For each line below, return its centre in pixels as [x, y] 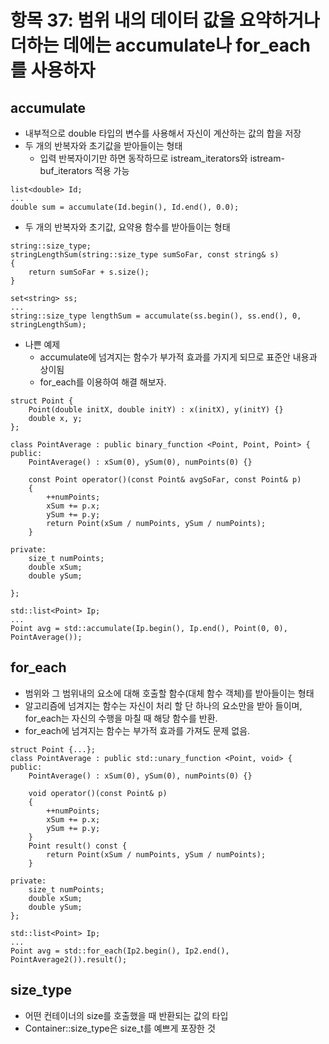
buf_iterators [66, 170]
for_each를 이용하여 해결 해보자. [103, 382]
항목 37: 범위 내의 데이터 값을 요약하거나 [165, 20]
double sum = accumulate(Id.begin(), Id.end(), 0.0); [125, 207]
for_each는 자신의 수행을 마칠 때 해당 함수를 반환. [121, 718]
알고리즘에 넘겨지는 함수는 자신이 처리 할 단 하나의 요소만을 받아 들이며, [163, 705]
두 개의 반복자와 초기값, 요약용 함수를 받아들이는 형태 [127, 227]
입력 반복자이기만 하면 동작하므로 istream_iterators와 [143, 158]
